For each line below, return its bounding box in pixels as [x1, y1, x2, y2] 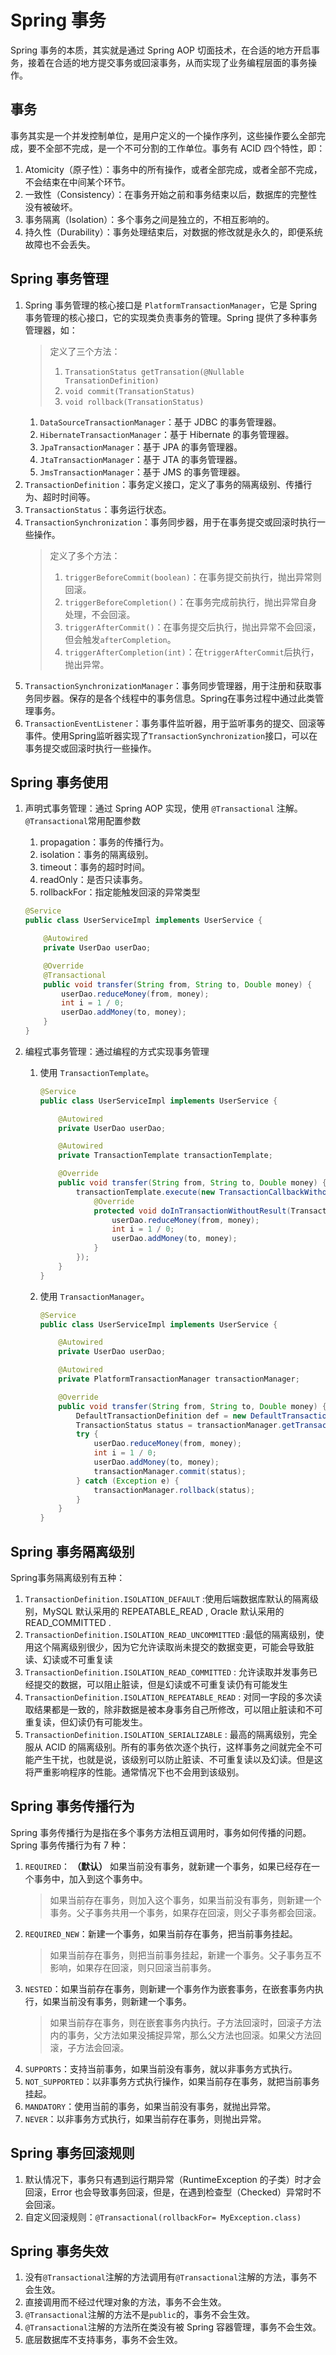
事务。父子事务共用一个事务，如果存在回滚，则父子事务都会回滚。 [49, 1906, 322, 1918]
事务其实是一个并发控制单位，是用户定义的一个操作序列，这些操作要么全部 [10, 129, 317, 141]
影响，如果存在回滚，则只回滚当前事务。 [49, 1961, 217, 1973]
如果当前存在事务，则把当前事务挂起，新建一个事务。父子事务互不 [49, 1949, 322, 1961]
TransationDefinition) [64, 376, 160, 386]
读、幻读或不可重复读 [24, 1653, 113, 1665]
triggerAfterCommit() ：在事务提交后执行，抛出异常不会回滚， [64, 621, 322, 633]
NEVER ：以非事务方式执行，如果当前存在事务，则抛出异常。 [24, 2112, 267, 2125]
